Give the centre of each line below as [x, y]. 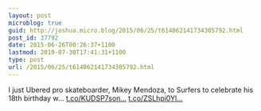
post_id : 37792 [33, 38]
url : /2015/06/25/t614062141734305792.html [82, 67]
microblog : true [35, 23]
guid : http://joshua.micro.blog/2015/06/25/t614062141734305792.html [126, 30]
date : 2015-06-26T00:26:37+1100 [62, 45]
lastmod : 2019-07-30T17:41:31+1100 [67, 52]
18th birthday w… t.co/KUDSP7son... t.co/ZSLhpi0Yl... [95, 98]
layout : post [30, 15]
